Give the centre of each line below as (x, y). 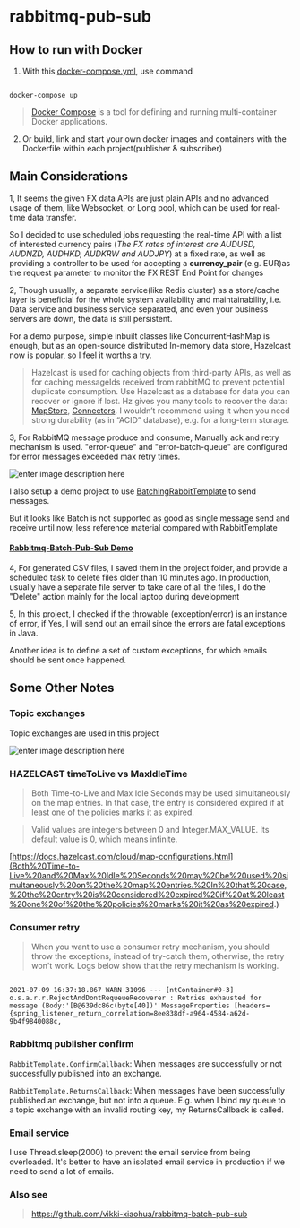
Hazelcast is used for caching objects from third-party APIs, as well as (161, 372)
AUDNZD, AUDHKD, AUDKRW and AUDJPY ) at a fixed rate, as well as (137, 254)
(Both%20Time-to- (45, 866)
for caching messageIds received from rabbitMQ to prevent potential (158, 382)
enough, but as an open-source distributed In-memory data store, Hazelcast (150, 345)
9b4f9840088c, (36, 1022)
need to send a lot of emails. (62, 1171)
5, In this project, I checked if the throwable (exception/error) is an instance (148, 614)
